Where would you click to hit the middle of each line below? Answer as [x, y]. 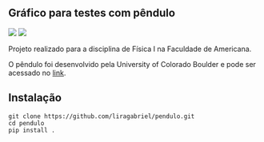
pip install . [32, 130]
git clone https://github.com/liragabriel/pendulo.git [102, 116]
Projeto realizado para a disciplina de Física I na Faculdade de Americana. [130, 49]
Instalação [35, 98]
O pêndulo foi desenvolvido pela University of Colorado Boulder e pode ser [132, 64]
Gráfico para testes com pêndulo [92, 13]
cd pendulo [26, 123]
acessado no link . [37, 73]
